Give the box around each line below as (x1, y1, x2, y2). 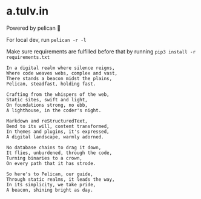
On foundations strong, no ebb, (6, 102, 88, 108)
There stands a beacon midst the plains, (6, 75, 113, 81)
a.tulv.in (6, 4, 49, 18)
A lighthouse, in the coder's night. (6, 107, 102, 113)
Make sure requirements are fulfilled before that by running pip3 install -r (6, 47, 196, 55)
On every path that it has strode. (6, 160, 96, 166)
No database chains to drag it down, (6, 144, 102, 150)
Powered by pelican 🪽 (6, 24, 61, 32)
